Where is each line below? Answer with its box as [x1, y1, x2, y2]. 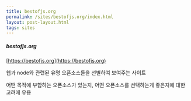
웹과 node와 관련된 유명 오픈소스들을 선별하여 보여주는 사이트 [6, 69, 146, 76]
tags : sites [6, 24, 35, 31]
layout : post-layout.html [6, 19, 69, 25]
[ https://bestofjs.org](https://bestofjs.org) [6, 57, 106, 64]
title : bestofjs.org [6, 8, 57, 15]
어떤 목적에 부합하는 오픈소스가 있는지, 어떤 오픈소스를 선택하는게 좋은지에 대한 [6, 82, 186, 89]
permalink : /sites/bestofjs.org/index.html [6, 14, 114, 20]
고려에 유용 [6, 89, 32, 96]
